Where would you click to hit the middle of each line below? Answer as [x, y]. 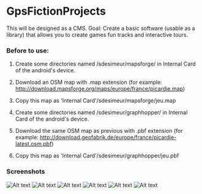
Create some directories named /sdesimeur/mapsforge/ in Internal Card [105, 64]
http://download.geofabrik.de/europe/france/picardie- [108, 137]
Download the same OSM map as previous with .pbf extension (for [99, 131]
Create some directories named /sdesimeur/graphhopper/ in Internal [101, 113]
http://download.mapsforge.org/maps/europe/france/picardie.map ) [100, 89]
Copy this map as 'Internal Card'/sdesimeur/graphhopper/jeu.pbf [97, 156]
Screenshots [26, 171]
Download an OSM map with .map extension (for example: [88, 82]
